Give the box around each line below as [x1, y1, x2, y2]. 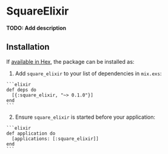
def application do [6, 130, 56, 136]
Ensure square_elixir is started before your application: [15, 113, 156, 121]
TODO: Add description [6, 24, 67, 32]
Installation [6, 42, 50, 52]
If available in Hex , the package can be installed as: [6, 58, 135, 65]
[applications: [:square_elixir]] [12, 135, 99, 142]
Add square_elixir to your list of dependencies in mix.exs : [15, 70, 162, 77]
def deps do [6, 87, 36, 93]
